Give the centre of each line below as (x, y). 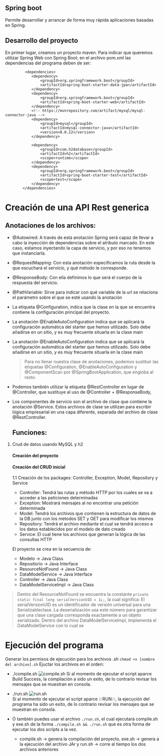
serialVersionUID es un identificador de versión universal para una (84, 605)
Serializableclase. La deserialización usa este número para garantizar (87, 610)
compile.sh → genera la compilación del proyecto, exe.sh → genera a (89, 739)
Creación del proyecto (35, 456)
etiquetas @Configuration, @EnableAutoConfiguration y (81, 367)
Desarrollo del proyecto (42, 41)
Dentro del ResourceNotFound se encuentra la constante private (83, 594)
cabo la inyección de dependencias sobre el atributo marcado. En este (83, 242)
